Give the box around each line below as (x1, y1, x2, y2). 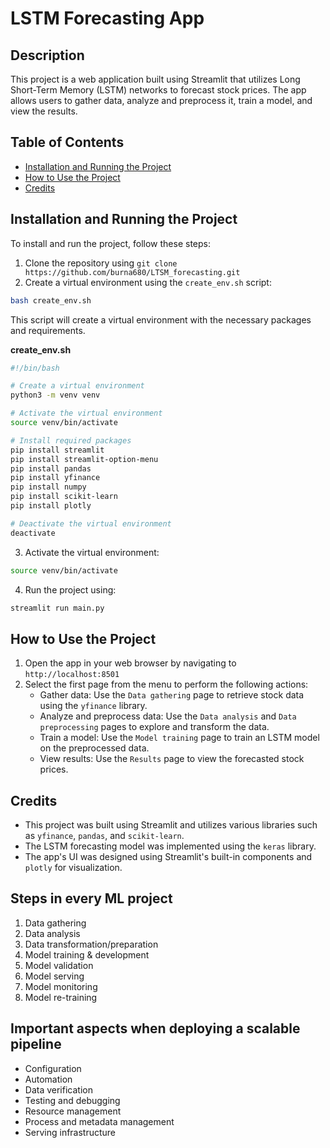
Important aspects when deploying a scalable (10, 1020, 301, 1037)
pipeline (10, 1036, 62, 1053)
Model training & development (24, 948, 150, 961)
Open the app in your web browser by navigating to (24, 657, 237, 669)
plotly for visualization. (24, 862, 123, 873)
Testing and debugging (24, 1094, 121, 1106)
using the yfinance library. (39, 700, 148, 712)
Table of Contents (10, 134, 125, 151)
